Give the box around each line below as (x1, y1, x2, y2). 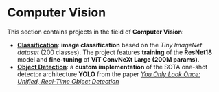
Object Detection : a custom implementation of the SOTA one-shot (16, 62, 208, 71)
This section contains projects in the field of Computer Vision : (7, 27, 184, 36)
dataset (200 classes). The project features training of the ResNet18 (16, 48, 213, 56)
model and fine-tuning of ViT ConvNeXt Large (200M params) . (16, 55, 200, 63)
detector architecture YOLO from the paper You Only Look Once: (16, 70, 201, 78)
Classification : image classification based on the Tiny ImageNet (16, 41, 203, 49)
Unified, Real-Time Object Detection (16, 77, 119, 85)
